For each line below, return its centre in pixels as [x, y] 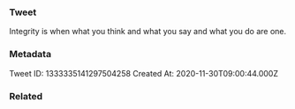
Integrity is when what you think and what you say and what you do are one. [148, 32]
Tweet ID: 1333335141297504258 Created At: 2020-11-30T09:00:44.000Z [144, 73]
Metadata [30, 54]
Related [26, 96]
